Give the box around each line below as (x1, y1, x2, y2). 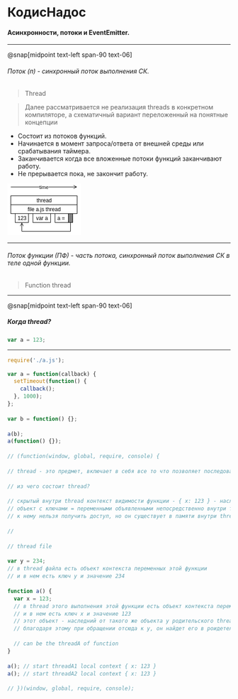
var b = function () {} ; (7, 415, 78, 423)
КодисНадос (7, 4, 86, 21)
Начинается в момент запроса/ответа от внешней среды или (17, 139, 204, 148)
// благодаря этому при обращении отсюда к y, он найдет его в (13, 625, 204, 632)
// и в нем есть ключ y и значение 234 (7, 573, 125, 580)
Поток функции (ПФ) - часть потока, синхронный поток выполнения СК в (7, 251, 230, 260)
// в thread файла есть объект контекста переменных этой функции (7, 565, 208, 573)
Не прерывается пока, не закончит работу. (17, 169, 149, 178)
